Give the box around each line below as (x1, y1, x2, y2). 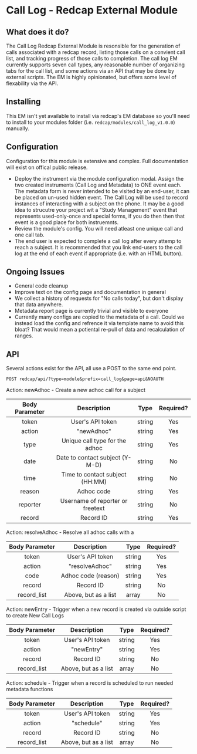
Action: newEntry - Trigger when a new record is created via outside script (6, 606, 186, 613)
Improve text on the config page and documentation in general (14, 289, 166, 296)
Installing (6, 97, 41, 107)
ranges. (14, 332, 33, 339)
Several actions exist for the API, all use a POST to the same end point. (6, 365, 177, 372)
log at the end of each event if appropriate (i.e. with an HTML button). (14, 250, 183, 257)
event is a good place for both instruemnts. (14, 218, 119, 226)
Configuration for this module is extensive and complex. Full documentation (6, 157, 189, 164)
